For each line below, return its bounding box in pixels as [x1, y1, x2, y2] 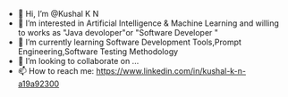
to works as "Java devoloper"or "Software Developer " [17, 28, 219, 37]
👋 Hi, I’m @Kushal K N [17, 9, 99, 19]
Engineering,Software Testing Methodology [17, 46, 179, 57]
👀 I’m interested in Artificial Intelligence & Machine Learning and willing [17, 18, 280, 28]
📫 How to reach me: [17, 66, 95, 76]
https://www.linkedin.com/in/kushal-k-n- [96, 66, 247, 76]
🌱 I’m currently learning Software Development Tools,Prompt [17, 36, 241, 47]
